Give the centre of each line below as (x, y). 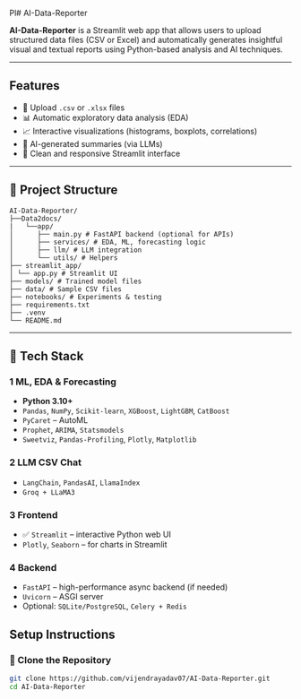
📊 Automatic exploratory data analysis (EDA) (105, 117)
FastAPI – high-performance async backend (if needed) (125, 587)
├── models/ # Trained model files (76, 281)
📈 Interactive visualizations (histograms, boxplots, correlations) (140, 131)
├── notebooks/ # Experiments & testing (86, 297)
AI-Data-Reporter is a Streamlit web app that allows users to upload (135, 30)
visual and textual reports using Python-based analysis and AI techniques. (146, 49)
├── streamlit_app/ (46, 265)
